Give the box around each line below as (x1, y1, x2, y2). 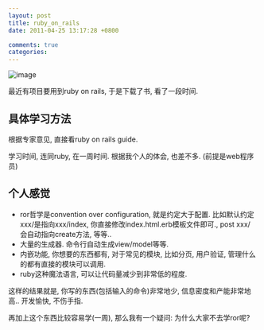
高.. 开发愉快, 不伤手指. (8, 296, 83, 305)
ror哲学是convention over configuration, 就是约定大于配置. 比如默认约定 (19, 209, 254, 219)
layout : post (8, 11, 52, 20)
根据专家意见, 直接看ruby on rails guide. (8, 134, 138, 144)
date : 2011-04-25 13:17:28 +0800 (8, 26, 119, 34)
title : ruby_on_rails (8, 19, 80, 27)
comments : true (8, 41, 59, 49)
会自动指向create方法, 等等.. (19, 229, 112, 239)
